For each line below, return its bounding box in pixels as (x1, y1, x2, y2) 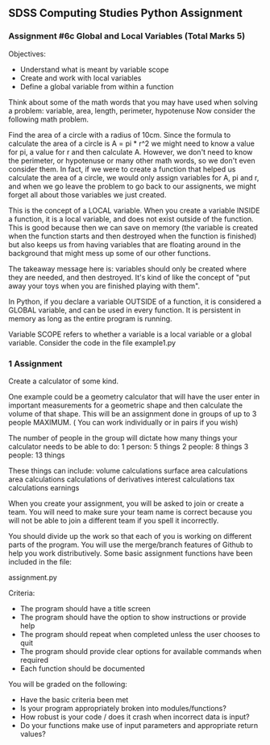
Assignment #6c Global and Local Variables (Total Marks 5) (8, 31, 246, 42)
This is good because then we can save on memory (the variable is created (8, 222, 259, 232)
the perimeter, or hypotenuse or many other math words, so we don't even (8, 155, 255, 165)
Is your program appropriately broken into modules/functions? (19, 703, 227, 713)
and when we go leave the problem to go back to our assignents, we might (8, 181, 256, 191)
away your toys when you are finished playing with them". (8, 281, 200, 291)
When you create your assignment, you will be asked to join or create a (8, 499, 244, 508)
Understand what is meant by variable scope (19, 64, 169, 74)
